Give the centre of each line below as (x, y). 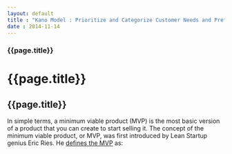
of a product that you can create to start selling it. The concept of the (106, 128)
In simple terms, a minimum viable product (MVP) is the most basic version (114, 121)
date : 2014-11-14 (33, 26)
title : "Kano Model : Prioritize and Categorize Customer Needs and (109, 20)
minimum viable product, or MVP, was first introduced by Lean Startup (107, 136)
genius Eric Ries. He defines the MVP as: (65, 143)
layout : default (30, 13)
